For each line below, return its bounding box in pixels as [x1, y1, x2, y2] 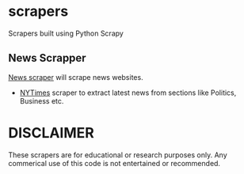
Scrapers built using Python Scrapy [8, 28, 124, 38]
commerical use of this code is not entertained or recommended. [8, 158, 220, 168]
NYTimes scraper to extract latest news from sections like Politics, [19, 88, 237, 97]
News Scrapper [8, 51, 86, 65]
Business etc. [19, 96, 64, 105]
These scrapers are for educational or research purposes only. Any [8, 149, 227, 160]
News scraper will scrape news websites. [8, 72, 144, 81]
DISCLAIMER [8, 123, 95, 142]
